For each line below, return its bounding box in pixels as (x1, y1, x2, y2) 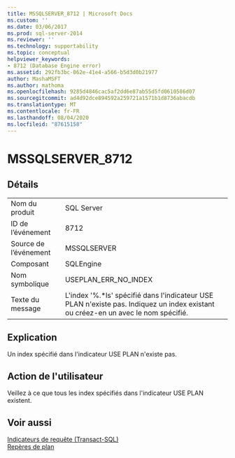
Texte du (10, 294, 40, 304)
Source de (10, 238, 45, 248)
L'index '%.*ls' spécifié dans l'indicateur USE (65, 290, 214, 300)
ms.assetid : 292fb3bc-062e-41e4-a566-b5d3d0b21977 (7, 69, 158, 76)
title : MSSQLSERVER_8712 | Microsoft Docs (7, 10, 133, 17)
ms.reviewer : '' (7, 36, 55, 43)
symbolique (10, 279, 50, 289)
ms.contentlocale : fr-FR (7, 108, 80, 115)
